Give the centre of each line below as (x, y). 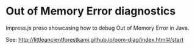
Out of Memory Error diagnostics (91, 11)
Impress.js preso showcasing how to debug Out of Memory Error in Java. (97, 28)
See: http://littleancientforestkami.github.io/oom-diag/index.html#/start (95, 39)
